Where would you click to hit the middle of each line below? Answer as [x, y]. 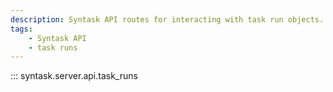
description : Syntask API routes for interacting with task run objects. [167, 19]
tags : [21, 29]
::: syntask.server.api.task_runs [74, 76]
